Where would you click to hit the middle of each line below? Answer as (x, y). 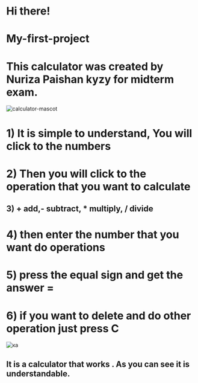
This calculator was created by (85, 66)
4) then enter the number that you (93, 235)
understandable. (38, 374)
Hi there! (28, 11)
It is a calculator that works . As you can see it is (98, 364)
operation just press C (63, 328)
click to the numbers (59, 146)
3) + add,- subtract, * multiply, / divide (80, 209)
